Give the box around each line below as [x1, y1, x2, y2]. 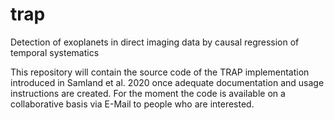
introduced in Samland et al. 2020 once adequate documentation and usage [10, 76, 325, 88]
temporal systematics [10, 46, 100, 58]
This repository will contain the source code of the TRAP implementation [10, 66, 310, 78]
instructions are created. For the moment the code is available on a [10, 87, 286, 99]
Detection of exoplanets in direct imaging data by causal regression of [10, 36, 300, 48]
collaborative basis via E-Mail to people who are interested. [10, 98, 255, 110]
